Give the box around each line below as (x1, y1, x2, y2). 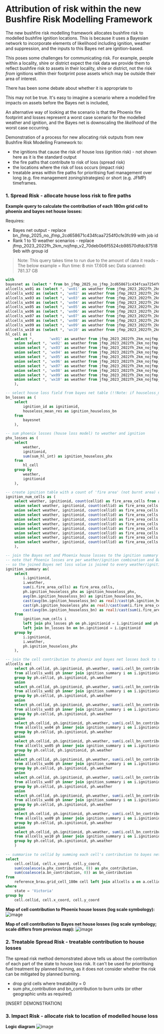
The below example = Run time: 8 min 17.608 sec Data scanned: (17, 263, 146, 269)
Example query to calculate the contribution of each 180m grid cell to (5, 203, 148, 209)
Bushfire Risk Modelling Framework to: (5, 139, 83, 145)
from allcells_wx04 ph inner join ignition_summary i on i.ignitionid (14, 725, 161, 730)
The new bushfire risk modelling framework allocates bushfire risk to (5, 30, 144, 36)
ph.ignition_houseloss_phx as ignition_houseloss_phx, (23, 589, 137, 594)
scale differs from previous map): (5, 926, 74, 932)
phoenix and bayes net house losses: (5, 208, 82, 214)
